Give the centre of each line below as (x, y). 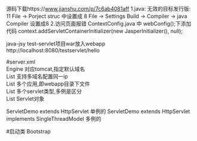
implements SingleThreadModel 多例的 (54, 119)
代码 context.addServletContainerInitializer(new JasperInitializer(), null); (95, 31)
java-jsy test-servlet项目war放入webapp (56, 44)
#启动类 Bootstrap (28, 131)
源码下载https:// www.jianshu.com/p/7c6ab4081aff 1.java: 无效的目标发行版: (98, 9)
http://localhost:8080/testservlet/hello (53, 50)
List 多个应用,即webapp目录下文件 (48, 84)
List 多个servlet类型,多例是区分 (44, 91)
